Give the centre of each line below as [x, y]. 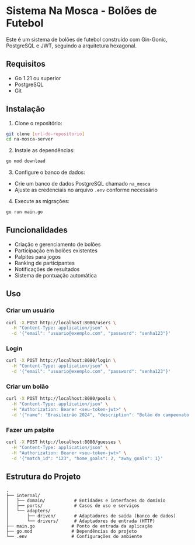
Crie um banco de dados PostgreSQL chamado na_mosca [82, 184]
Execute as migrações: [42, 201]
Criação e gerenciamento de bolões [58, 244]
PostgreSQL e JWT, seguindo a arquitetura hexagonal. [72, 46]
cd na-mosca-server [30, 139]
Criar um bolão [27, 386]
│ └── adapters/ [28, 510]
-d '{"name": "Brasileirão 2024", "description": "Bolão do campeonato [100, 415]
